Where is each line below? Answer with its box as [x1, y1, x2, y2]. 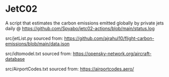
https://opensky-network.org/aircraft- [73, 50, 152, 57]
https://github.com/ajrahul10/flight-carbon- [64, 35, 155, 41]
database [5, 56, 25, 62]
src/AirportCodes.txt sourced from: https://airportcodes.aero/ [5, 66, 134, 72]
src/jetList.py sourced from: [5, 35, 63, 41]
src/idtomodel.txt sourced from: [5, 50, 72, 57]
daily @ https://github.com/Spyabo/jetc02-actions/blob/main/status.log [5, 25, 155, 31]
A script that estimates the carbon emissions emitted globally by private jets [5, 20, 164, 26]
